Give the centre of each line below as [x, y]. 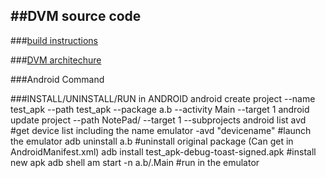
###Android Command [57, 79]
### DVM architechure [56, 60]
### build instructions [54, 40]
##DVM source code [76, 16]
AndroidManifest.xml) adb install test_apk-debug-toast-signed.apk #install [163, 151]
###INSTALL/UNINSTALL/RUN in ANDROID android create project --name [163, 98]
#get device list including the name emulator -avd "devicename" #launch [161, 130]
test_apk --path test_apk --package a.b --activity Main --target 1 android [160, 109]
